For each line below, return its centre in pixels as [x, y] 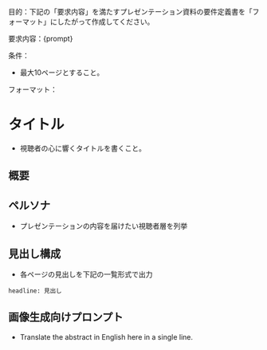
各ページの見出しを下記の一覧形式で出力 [86, 274]
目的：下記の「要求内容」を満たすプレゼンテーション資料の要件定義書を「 [130, 12]
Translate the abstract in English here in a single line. [106, 336]
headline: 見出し [35, 291]
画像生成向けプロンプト [66, 317]
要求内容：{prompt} [41, 39]
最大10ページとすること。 [62, 73]
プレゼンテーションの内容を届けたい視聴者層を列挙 [104, 226]
